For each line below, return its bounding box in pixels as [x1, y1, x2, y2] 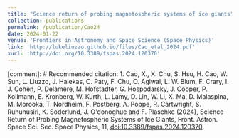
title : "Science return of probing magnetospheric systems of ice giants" [7, 10, 234, 18]
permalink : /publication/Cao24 [7, 23, 100, 31]
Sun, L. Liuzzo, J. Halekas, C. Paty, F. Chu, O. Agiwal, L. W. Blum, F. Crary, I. [7, 77, 229, 85]
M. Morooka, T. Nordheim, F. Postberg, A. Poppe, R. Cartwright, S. [7, 100, 201, 108]
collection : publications [7, 17, 84, 24]
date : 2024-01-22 [7, 30, 59, 38]
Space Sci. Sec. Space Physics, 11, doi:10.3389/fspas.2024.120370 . [7, 122, 205, 131]
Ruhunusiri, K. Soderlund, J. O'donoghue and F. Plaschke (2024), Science [7, 107, 224, 116]
